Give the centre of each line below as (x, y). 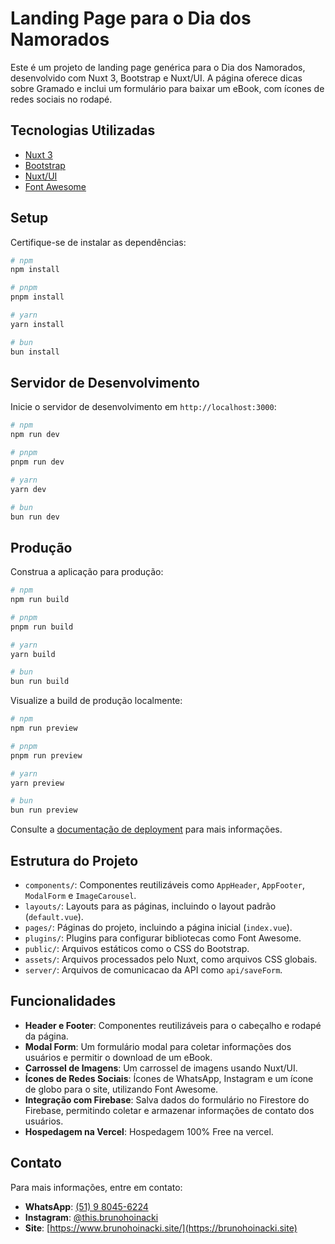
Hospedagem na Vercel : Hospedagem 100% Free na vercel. (149, 1131)
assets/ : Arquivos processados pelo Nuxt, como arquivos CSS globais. (171, 959)
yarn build (33, 654)
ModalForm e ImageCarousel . (80, 895)
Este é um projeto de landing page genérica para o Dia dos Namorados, (158, 67)
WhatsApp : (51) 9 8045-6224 (86, 1206)
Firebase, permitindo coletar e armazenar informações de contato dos (169, 1110)
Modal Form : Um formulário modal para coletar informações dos (158, 1046)
